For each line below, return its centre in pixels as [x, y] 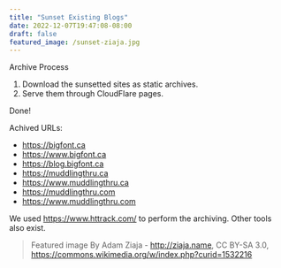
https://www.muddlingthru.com [79, 202]
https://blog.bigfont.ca [63, 164]
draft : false [33, 34]
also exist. [27, 228]
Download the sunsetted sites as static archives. [110, 84]
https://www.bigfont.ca [64, 155]
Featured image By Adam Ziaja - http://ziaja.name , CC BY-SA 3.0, [150, 245]
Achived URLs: [36, 128]
